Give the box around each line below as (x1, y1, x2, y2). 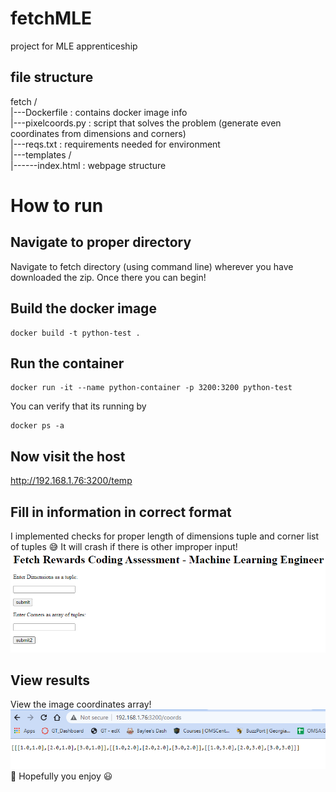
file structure (10, 69, 94, 86)
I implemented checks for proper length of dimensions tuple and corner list (10, 530, 320, 542)
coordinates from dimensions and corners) (10, 127, 187, 139)
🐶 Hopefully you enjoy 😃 (10, 770, 113, 782)
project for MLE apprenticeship (10, 40, 138, 52)
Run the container (10, 355, 125, 372)
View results (10, 672, 91, 689)
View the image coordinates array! (10, 698, 152, 711)
